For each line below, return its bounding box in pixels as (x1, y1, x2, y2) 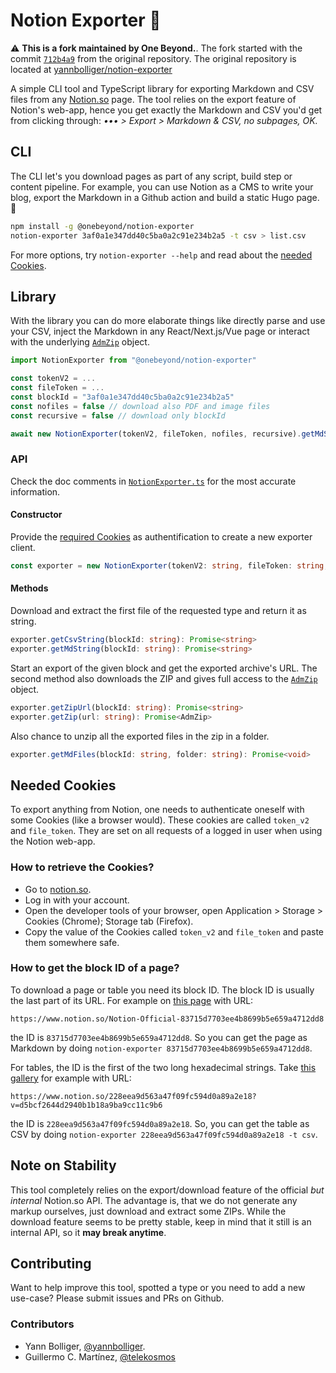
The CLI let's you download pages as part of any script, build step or (10, 170, 293, 182)
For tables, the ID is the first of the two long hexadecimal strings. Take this (10, 1061, 317, 1073)
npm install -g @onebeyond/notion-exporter (10, 221, 195, 231)
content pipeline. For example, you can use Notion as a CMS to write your (10, 180, 314, 193)
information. (10, 485, 61, 498)
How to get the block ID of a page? (10, 961, 180, 975)
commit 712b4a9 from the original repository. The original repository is (10, 52, 297, 64)
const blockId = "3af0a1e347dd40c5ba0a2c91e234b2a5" (10, 392, 235, 402)
